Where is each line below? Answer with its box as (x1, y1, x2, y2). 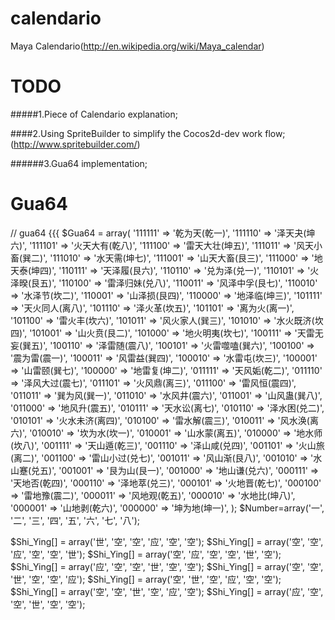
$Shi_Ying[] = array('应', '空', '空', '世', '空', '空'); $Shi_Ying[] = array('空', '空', (10, 560, 324, 572)
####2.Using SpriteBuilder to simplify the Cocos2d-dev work (10, 127, 263, 139)
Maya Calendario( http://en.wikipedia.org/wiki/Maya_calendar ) (10, 40, 265, 52)
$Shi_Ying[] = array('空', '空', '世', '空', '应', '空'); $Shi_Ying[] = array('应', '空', (10, 585, 324, 597)
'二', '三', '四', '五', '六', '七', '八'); (10, 514, 141, 526)
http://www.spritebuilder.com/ (13, 138, 138, 150)
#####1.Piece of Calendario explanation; (10, 108, 178, 120)
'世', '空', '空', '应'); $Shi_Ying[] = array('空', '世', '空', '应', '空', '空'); (10, 573, 282, 585)
